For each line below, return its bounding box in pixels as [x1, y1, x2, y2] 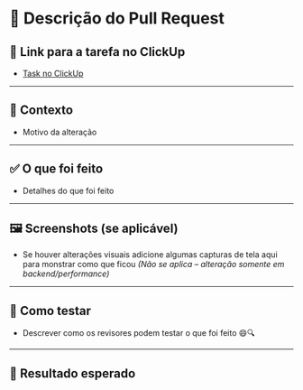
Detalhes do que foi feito [22, 185, 115, 196]
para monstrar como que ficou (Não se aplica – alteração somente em [22, 259, 285, 270]
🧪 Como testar [9, 302, 92, 319]
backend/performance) [22, 268, 110, 279]
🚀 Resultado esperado [9, 366, 136, 381]
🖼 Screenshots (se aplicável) [9, 221, 179, 237]
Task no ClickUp [22, 68, 84, 79]
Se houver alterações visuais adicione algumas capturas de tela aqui [22, 249, 278, 260]
